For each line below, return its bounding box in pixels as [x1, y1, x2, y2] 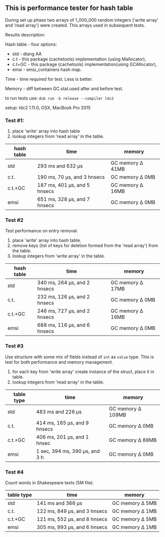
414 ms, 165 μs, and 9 [36, 419, 89, 426]
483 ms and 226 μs [36, 408, 82, 415]
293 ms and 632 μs [37, 162, 83, 169]
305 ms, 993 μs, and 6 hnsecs [36, 524, 108, 531]
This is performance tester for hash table [5, 4, 134, 12]
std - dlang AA [12, 51, 42, 57]
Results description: [5, 32, 46, 37]
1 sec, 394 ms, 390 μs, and [36, 447, 100, 454]
